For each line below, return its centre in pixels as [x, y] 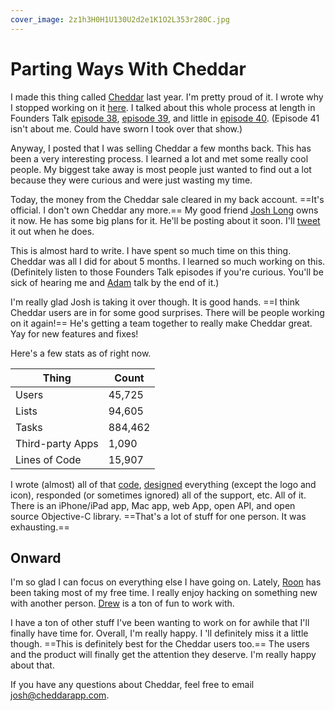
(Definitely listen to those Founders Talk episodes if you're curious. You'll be [167, 272]
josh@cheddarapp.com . [60, 695]
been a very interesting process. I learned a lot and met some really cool [159, 158]
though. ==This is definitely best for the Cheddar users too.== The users [160, 644]
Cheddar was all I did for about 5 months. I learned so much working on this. [168, 261]
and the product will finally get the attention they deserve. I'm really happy [163, 655]
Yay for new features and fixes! [74, 333]
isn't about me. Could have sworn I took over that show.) [126, 128]
